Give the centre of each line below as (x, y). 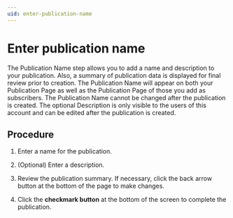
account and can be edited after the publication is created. (92, 112)
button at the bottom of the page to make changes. (91, 186)
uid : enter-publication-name (50, 14)
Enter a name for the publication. (64, 151)
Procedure (31, 134)
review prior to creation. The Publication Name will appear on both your (110, 83)
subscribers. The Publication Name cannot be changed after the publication (116, 97)
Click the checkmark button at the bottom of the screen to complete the (122, 200)
